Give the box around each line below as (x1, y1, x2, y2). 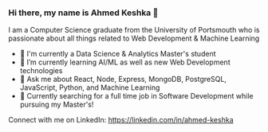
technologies (19, 66, 63, 76)
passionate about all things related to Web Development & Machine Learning (8, 33, 260, 43)
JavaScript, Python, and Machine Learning (19, 83, 160, 92)
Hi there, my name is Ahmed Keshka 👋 (8, 7, 159, 18)
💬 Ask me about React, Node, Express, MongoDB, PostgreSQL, (19, 75, 227, 84)
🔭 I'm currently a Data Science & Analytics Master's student (19, 49, 216, 59)
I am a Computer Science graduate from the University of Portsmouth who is (8, 25, 260, 35)
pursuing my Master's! (19, 99, 94, 110)
